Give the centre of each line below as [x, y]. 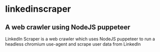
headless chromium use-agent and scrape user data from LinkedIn [73, 44]
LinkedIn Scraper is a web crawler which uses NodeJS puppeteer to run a [80, 39]
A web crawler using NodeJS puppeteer [68, 27]
